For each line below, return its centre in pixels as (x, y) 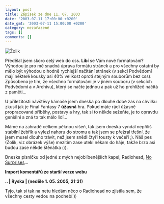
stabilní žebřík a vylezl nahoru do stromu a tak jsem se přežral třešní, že (78, 132)
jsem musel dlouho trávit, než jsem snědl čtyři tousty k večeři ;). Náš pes (79, 137)
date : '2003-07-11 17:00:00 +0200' (41, 19)
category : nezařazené (27, 28)
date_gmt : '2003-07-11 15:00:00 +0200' (46, 23)
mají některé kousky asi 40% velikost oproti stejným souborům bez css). (78, 76)
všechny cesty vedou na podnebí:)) (41, 196)
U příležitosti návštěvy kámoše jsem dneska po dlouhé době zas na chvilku (81, 101)
